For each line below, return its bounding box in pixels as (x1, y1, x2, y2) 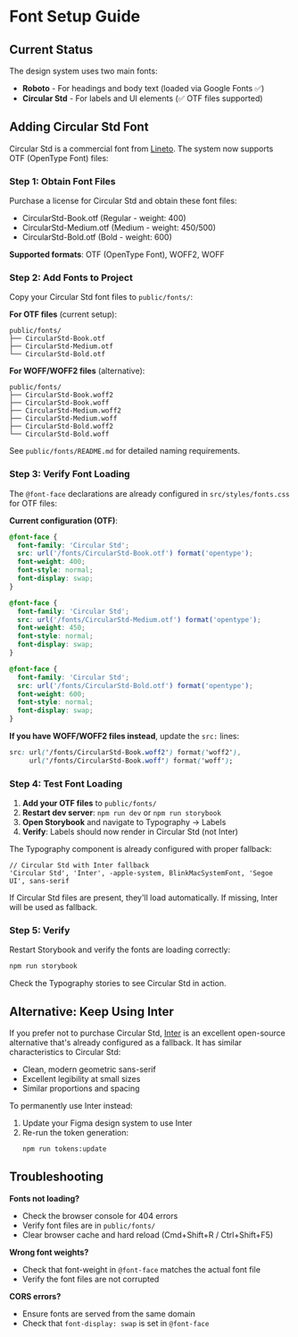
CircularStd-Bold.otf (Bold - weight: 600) (21, 232, 172, 243)
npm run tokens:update (21, 1145, 107, 1154)
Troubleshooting (9, 1170, 104, 1185)
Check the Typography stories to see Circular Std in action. (9, 978, 227, 989)
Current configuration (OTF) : (9, 515, 118, 525)
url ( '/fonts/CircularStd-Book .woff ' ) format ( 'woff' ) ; (29, 756, 234, 765)
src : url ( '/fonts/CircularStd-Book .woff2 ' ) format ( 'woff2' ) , (9, 748, 242, 757)
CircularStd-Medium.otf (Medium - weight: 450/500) (21, 222, 216, 234)
